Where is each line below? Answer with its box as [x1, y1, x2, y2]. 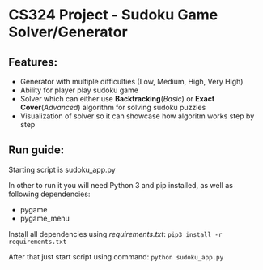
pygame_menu [19, 213, 70, 223]
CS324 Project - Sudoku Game [8, 6, 218, 24]
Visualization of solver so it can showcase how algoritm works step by [19, 111, 255, 121]
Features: [8, 55, 58, 69]
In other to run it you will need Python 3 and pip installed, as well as [8, 180, 233, 190]
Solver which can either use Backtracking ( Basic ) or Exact [19, 94, 215, 103]
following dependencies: [8, 189, 91, 199]
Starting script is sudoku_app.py [8, 165, 116, 174]
